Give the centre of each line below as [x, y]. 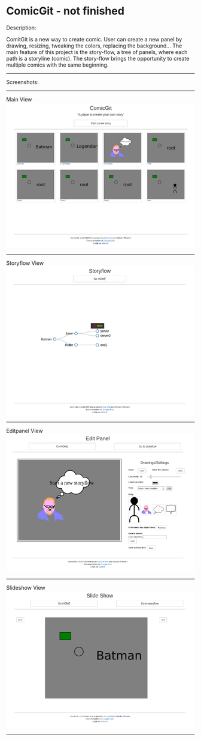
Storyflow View [25, 263]
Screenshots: [22, 82]
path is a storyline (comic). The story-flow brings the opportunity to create [98, 58]
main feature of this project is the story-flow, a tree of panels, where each [97, 52]
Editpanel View [25, 431]
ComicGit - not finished [65, 11]
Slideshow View [26, 587]
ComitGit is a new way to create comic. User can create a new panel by [94, 39]
